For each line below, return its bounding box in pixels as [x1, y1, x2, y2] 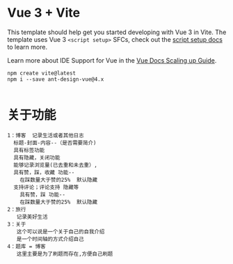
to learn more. [7, 42, 47, 51]
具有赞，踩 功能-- [19, 191, 66, 198]
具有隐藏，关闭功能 [13, 154, 61, 161]
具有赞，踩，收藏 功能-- [13, 169, 75, 176]
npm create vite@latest [7, 70, 77, 77]
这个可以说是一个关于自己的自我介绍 [16, 228, 105, 235]
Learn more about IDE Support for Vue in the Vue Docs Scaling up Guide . [7, 56, 217, 64]
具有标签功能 [13, 146, 45, 154]
